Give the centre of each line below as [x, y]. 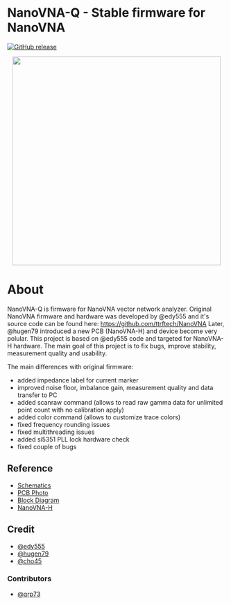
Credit [21, 530]
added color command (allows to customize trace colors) [99, 417]
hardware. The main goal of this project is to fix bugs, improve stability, [115, 346]
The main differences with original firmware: [70, 366]
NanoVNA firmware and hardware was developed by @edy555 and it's [108, 316]
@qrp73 [29, 594]
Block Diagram [38, 500]
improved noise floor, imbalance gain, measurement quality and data [115, 387]
